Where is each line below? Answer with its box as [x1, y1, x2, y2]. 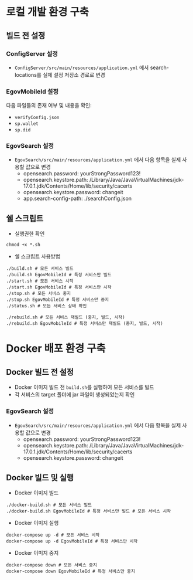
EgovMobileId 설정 [6, 87, 58, 96]
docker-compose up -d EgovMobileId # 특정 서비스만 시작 [6, 538, 138, 544]
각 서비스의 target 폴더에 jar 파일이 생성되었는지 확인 [14, 391, 135, 398]
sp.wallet [14, 121, 39, 127]
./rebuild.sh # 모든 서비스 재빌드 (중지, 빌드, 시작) [6, 314, 125, 320]
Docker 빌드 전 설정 [6, 367, 74, 377]
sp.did [14, 127, 31, 133]
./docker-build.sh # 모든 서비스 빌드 [6, 502, 92, 508]
